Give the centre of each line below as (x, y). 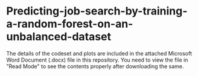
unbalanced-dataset (59, 37)
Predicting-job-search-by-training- (97, 11)
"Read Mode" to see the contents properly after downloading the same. (95, 66)
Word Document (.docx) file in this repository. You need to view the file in (97, 60)
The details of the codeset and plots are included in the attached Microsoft (99, 53)
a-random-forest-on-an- (70, 24)
